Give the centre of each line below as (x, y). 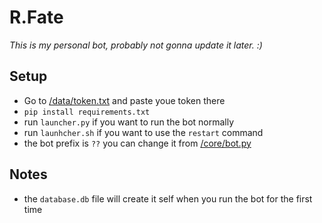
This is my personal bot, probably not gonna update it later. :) (136, 45)
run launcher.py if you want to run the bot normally (129, 122)
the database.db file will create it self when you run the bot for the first (168, 198)
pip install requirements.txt (87, 112)
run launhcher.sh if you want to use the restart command (143, 132)
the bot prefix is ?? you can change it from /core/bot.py (137, 143)
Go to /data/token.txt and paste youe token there (124, 100)
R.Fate (36, 17)
